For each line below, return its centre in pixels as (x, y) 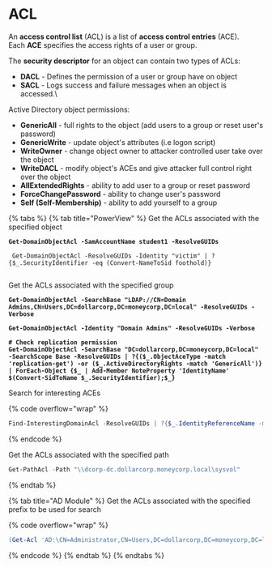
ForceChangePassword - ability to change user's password (120, 194)
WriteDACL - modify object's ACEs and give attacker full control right (136, 168)
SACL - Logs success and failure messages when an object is (123, 85)
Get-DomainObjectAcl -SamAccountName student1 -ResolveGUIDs (114, 241)
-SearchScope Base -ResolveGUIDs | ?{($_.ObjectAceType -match (117, 356)
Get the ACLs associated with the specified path (89, 454)
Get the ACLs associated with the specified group (91, 285)
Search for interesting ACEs (55, 393)
